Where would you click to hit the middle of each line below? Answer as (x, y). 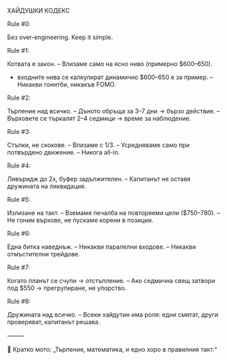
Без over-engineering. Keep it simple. (60, 37)
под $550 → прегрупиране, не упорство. (67, 288)
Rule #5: (19, 200)
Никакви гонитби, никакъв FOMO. (67, 85)
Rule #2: (19, 98)
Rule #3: (19, 132)
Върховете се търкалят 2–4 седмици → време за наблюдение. (99, 118)
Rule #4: (19, 166)
